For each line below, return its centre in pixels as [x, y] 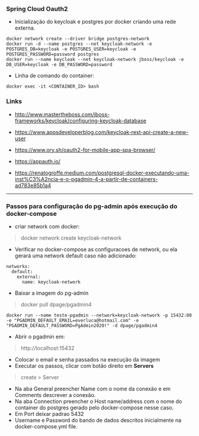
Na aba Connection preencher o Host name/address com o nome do [98, 401]
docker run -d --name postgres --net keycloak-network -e [79, 44]
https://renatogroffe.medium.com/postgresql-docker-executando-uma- [102, 173]
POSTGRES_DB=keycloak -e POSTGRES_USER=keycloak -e [71, 49]
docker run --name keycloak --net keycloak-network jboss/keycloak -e [95, 60]
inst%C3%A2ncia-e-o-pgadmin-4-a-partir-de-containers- [86, 179]
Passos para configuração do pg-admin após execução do [92, 206]
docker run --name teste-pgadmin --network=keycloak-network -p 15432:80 [99, 315]
